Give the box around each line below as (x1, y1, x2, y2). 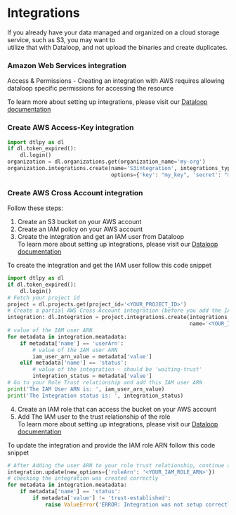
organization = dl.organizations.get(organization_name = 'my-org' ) (7, 158, 206, 166)
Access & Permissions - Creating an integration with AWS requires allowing (7, 77, 225, 85)
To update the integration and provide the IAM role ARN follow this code (7, 441, 216, 449)
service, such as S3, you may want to (7, 35, 116, 44)
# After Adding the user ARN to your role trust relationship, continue (7, 462, 225, 469)
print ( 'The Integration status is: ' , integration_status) (7, 392, 184, 399)
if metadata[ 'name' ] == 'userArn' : (20, 339, 124, 347)
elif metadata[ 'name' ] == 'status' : (20, 360, 128, 367)
